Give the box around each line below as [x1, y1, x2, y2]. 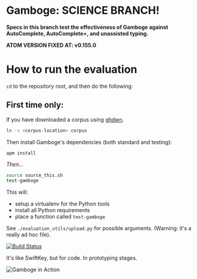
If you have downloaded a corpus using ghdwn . [6, 115, 124, 123]
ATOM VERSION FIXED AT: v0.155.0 [6, 41, 97, 49]
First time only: [6, 100, 64, 110]
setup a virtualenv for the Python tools [14, 200, 110, 207]
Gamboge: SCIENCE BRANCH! [6, 4, 160, 17]
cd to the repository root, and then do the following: [6, 82, 133, 90]
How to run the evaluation [6, 63, 138, 76]
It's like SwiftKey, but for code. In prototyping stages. [6, 254, 138, 262]
